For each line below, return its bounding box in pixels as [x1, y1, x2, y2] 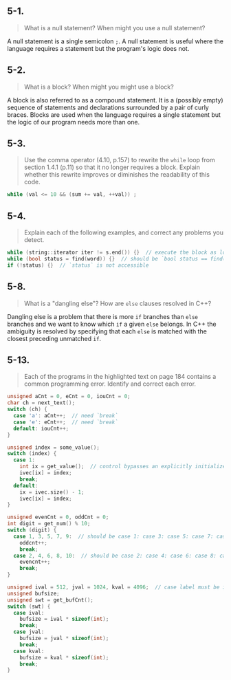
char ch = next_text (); [7, 399, 76, 406]
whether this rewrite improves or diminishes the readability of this [23, 171, 210, 179]
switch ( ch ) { [7, 406, 48, 413]
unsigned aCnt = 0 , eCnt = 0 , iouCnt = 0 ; [7, 393, 131, 400]
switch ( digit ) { [7, 527, 57, 534]
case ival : [13, 609, 45, 616]
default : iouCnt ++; [13, 425, 69, 432]
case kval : [13, 648, 45, 655]
